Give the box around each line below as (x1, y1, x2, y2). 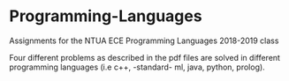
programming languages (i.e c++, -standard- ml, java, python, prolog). (9, 62, 265, 72)
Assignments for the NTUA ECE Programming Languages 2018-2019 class (9, 35, 279, 46)
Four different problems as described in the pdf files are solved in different (9, 52, 281, 63)
